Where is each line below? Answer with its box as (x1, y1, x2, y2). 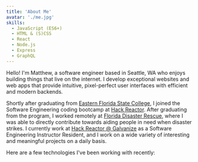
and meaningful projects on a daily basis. (6, 137, 107, 144)
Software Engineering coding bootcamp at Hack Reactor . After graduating (6, 106, 187, 113)
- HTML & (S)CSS (11, 31, 52, 37)
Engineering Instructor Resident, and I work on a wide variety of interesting (6, 131, 190, 138)
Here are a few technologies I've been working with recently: (6, 149, 156, 156)
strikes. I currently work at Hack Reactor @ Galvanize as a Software (6, 125, 172, 132)
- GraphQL (11, 53, 36, 59)
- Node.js (11, 42, 36, 48)
